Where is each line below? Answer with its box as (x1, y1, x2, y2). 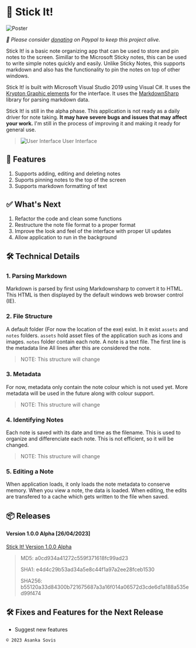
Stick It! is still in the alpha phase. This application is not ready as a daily (6, 107, 180, 114)
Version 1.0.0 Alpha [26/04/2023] (6, 530, 91, 537)
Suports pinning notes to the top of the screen (14, 176, 126, 183)
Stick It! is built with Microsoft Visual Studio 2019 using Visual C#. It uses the (6, 83, 191, 90)
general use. (6, 126, 36, 133)
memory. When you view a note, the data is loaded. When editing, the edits (6, 487, 187, 494)
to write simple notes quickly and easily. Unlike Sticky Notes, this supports (6, 60, 185, 67)
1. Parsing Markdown (6, 272, 67, 280)
